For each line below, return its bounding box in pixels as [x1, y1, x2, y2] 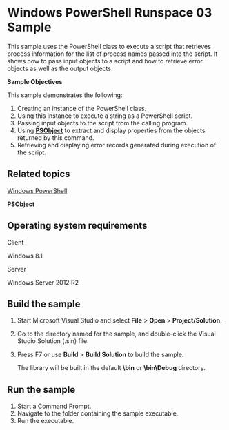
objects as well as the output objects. [7, 64, 113, 72]
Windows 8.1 [7, 252, 43, 260]
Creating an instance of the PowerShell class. [17, 104, 147, 112]
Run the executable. [17, 417, 74, 425]
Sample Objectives [7, 77, 63, 85]
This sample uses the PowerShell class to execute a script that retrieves [7, 42, 212, 50]
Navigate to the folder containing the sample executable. [17, 409, 179, 418]
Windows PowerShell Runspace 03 [7, 5, 212, 21]
